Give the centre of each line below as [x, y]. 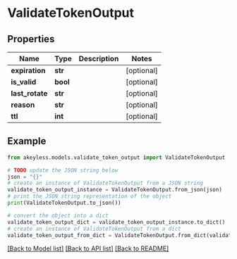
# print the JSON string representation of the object [90, 196]
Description [99, 59]
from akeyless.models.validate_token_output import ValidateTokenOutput [116, 157]
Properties [31, 39]
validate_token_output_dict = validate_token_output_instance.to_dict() [116, 222]
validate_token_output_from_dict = [60, 235]
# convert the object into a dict [58, 215]
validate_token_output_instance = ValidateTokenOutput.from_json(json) [115, 190]
